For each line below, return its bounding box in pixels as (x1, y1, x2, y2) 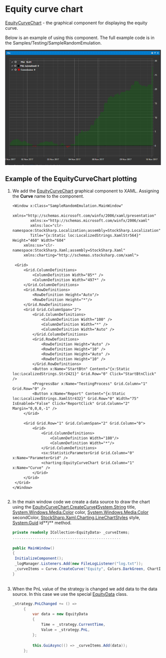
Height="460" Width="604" (12, 238, 66, 243)
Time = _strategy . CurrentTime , (41, 622, 106, 627)
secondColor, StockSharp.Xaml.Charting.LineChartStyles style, (12, 514, 141, 520)
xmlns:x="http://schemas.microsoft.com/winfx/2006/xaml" (30, 218, 150, 223)
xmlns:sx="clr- (23, 243, 55, 248)
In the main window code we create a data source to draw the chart (12, 498, 150, 505)
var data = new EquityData (32, 612, 88, 616)
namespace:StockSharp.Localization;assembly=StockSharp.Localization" (12, 228, 161, 233)
